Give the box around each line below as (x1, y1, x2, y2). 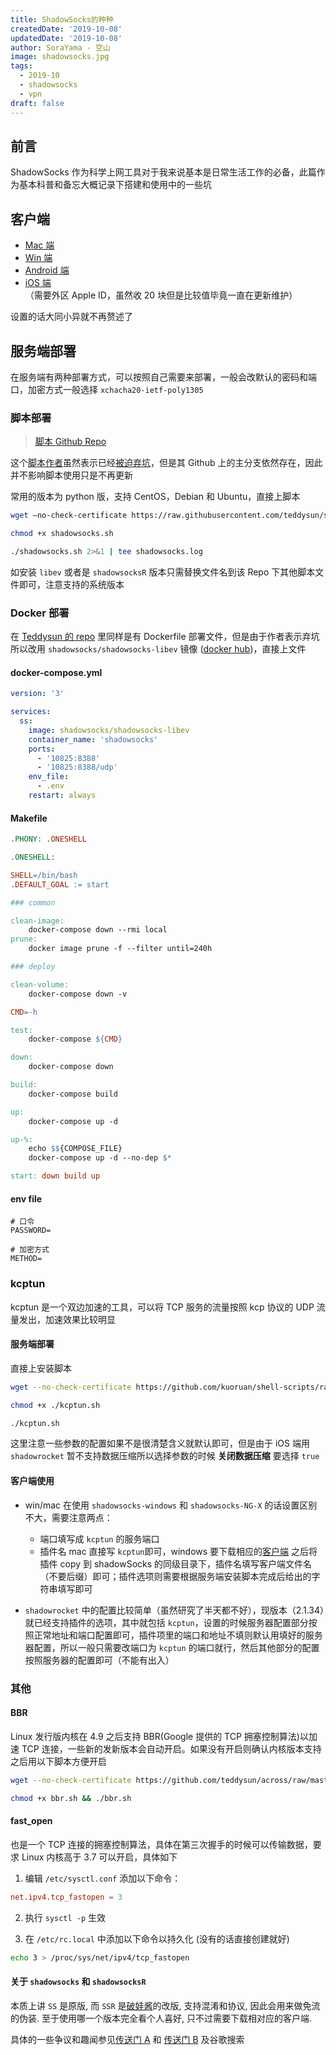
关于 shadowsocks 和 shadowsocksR (10, 1976, 147, 1988)
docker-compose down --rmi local (28, 925, 168, 935)
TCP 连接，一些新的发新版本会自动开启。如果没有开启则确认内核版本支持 (21, 1742, 322, 1755)
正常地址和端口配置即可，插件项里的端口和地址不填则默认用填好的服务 (33, 1629, 323, 1641)
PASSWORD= (10, 1226, 52, 1236)
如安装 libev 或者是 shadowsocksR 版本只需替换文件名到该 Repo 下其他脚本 (10, 566, 316, 578)
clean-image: (10, 916, 65, 926)
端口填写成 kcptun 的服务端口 (39, 1532, 160, 1545)
